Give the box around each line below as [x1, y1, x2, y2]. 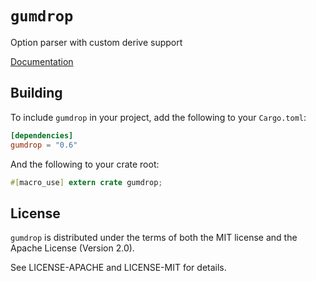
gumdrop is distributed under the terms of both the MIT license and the [10, 232, 298, 244]
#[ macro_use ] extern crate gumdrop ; [10, 177, 163, 187]
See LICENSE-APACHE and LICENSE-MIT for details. [10, 262, 227, 274]
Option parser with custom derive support [10, 36, 183, 48]
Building [10, 85, 63, 102]
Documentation [10, 55, 74, 67]
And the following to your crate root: [10, 158, 160, 170]
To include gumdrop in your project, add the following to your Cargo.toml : [10, 111, 307, 123]
